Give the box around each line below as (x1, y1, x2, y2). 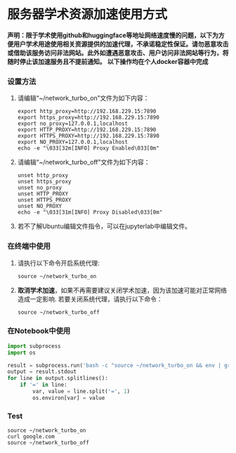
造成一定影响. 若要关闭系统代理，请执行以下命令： (17, 294, 163, 303)
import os (7, 349, 37, 356)
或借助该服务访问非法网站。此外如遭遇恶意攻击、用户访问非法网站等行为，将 (7, 48, 229, 57)
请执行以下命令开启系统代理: (17, 258, 100, 267)
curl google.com (7, 433, 55, 440)
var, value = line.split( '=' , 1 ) (32, 388, 131, 395)
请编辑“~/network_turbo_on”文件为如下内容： (17, 94, 150, 103)
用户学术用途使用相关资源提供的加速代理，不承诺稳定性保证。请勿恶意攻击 (13, 39, 229, 48)
